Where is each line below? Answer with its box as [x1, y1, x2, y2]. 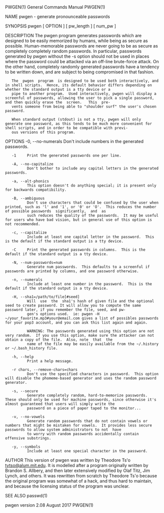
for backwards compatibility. [5, 187, 67, 192]
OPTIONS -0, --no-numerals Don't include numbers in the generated [5, 139, 143, 144]
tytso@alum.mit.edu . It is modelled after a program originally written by [5, 463, 148, 468]
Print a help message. [26, 359, 73, 364]
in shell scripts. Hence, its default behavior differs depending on [5, 83, 152, 88]
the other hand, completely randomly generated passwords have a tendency [5, 64, 160, 70]
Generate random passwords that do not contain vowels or [26, 419, 148, 423]
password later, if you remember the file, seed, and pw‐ [5, 307, 126, 312]
